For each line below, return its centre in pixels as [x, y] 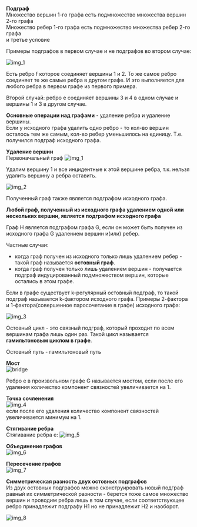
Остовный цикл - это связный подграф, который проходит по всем [90, 328]
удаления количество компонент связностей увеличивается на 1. [89, 387]
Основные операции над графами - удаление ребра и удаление [88, 115]
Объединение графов [34, 446]
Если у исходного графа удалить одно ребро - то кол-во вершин [88, 128]
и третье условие [28, 40]
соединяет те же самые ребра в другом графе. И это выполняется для [96, 80]
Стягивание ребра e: [32, 435]
